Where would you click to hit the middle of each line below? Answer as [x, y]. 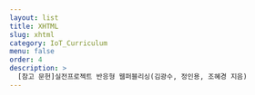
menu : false [32, 52]
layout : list [34, 18]
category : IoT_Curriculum [58, 43]
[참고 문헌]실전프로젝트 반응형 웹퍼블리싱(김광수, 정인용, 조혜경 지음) [133, 77]
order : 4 [26, 60]
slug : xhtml [32, 34]
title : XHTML [34, 26]
